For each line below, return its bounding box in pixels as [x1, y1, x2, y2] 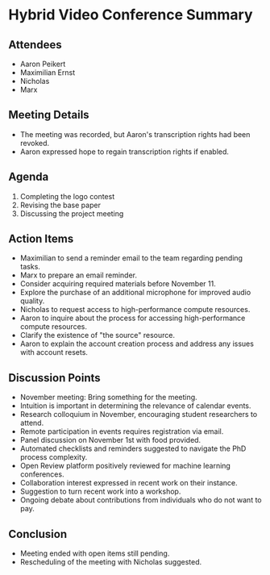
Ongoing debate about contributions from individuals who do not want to [19, 495, 262, 505]
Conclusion [8, 527, 68, 541]
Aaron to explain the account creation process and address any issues [19, 339, 254, 348]
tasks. [19, 262, 40, 272]
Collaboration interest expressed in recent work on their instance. [19, 478, 238, 488]
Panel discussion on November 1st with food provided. [19, 435, 201, 445]
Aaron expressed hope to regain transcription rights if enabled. [19, 147, 230, 156]
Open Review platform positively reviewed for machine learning [19, 461, 231, 471]
